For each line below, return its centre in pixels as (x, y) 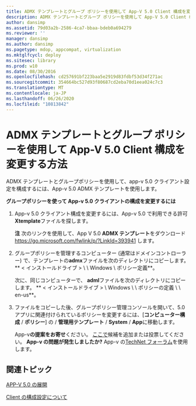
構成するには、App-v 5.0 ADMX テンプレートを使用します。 (88, 189)
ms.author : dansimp (30, 45)
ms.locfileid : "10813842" (37, 104)
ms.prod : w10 (22, 66)
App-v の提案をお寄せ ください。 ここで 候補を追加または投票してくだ (97, 335)
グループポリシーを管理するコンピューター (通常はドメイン (85, 253)
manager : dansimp (27, 39)
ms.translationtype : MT (35, 88)
